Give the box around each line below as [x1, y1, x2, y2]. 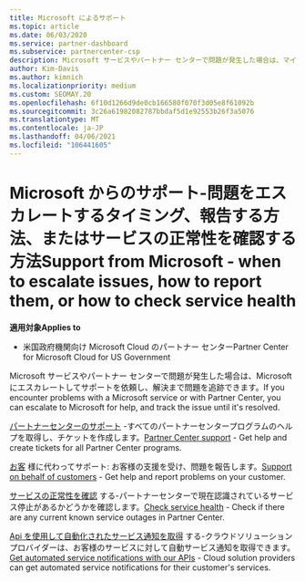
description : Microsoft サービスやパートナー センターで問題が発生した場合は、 [9, 56, 284, 65]
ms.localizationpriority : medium [9, 81, 137, 90]
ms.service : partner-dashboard [9, 38, 128, 48]
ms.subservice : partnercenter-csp [9, 47, 141, 57]
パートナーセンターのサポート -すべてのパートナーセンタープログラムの [9, 421, 278, 431]
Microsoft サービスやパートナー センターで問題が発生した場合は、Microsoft [9, 370, 293, 381]
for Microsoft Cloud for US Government [22, 351, 171, 362]
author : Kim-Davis [9, 65, 79, 74]
